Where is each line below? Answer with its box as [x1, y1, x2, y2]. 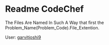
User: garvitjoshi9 [5, 34, 41, 40]
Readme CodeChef [5, 3, 84, 15]
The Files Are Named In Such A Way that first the [5, 20, 104, 25]
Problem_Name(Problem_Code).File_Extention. [5, 24, 100, 30]
